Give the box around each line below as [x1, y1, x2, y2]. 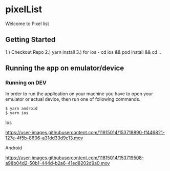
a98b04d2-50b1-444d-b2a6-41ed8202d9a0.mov [5, 160, 110, 166]
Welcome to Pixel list [5, 20, 50, 27]
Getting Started [5, 35, 56, 44]
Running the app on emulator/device [5, 64, 124, 73]
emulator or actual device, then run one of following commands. [5, 96, 141, 102]
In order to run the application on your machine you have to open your [5, 91, 153, 97]
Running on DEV [5, 79, 47, 87]
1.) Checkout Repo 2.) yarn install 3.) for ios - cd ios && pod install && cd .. [5, 49, 161, 55]
